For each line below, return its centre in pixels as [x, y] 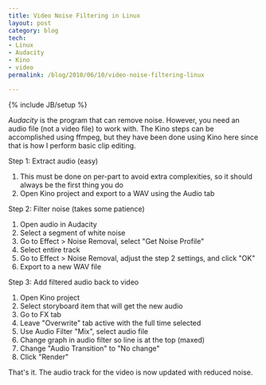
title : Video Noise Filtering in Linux [74, 16]
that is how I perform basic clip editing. [72, 145]
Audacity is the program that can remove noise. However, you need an [124, 120]
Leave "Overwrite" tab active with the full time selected [110, 323]
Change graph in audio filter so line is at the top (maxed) [112, 340]
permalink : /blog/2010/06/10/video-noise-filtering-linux [106, 75]
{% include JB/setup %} [48, 104]
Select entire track [50, 249]
